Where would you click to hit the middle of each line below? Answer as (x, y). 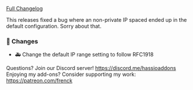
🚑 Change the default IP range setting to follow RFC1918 (84, 55)
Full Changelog (25, 9)
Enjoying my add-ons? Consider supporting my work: (71, 74)
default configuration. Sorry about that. (54, 26)
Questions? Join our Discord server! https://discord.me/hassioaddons (91, 68)
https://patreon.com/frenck (39, 81)
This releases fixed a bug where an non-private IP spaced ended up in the (96, 20)
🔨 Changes (22, 41)
